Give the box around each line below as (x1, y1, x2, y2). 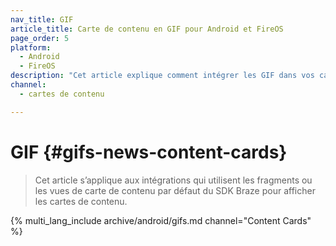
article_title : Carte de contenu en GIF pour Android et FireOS (10, 24, 284, 34)
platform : (10, 42, 52, 53)
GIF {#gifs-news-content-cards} (10, 141, 288, 163)
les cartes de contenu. (34, 195, 128, 207)
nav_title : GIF (10, 14, 74, 25)
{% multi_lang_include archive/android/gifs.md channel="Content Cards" (10, 214, 312, 226)
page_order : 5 (10, 33, 70, 43)
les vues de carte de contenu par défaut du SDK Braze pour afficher (34, 184, 316, 196)
